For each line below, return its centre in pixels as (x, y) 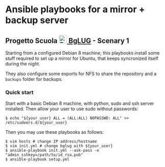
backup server (37, 20)
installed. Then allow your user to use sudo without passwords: (72, 109)
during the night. (23, 64)
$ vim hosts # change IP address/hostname (51, 141)
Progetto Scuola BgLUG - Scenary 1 (67, 41)
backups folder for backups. (34, 79)
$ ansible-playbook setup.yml (38, 159)
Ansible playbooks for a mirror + (75, 9)
